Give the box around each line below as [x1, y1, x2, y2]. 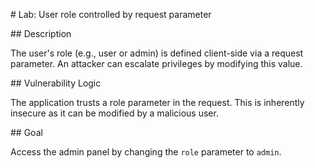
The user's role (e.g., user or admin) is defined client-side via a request [10, 47, 304, 59]
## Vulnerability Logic [10, 77, 102, 89]
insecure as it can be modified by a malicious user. [10, 107, 219, 119]
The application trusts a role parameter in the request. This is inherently [10, 97, 305, 108]
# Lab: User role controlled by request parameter [10, 9, 212, 20]
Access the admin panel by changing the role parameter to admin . [10, 146, 282, 158]
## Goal [10, 127, 43, 138]
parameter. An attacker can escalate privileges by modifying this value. [10, 58, 303, 69]
